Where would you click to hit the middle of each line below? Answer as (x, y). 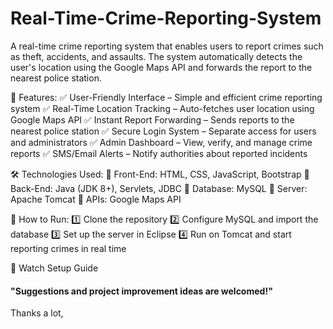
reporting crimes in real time (68, 248)
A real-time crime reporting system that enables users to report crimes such (167, 46)
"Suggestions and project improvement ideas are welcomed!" (141, 291)
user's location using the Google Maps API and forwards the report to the (161, 67)
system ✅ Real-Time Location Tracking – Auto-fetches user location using (162, 108)
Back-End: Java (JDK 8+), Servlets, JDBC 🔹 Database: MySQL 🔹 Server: (159, 188)
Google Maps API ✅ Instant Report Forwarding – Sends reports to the (152, 119)
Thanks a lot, (37, 313)
